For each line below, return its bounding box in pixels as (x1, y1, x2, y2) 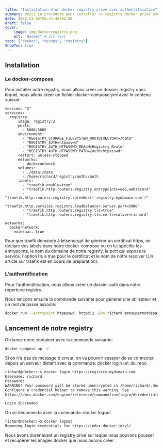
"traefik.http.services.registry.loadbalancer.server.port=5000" (5, 204, 140, 209)
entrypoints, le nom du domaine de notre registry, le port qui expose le (5, 248, 146, 254)
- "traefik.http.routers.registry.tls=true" (22, 208, 114, 213)
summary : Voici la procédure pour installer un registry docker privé (5, 12, 151, 16)
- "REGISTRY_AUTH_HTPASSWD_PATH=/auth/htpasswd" (22, 149, 123, 154)
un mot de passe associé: (5, 301, 57, 307)
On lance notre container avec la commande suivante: (5, 337, 113, 343)
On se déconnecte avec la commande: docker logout (5, 410, 111, 416)
